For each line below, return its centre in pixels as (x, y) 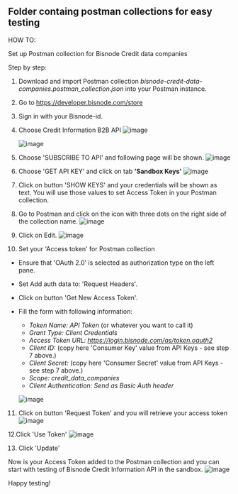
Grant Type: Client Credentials (73, 332)
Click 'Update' (39, 448)
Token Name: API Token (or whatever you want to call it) (111, 325)
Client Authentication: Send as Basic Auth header (101, 385)
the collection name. (48, 221)
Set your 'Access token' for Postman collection (86, 248)
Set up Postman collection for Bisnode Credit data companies (98, 53)
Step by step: (27, 67)
